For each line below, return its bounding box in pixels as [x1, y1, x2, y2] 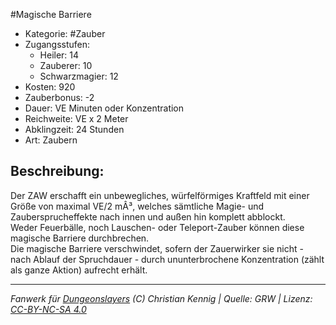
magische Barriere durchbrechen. [10, 232, 150, 244]
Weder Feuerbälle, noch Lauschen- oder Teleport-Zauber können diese [10, 221, 305, 233]
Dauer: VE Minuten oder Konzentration [24, 102, 185, 114]
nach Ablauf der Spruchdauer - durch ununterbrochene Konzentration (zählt [10, 253, 325, 265]
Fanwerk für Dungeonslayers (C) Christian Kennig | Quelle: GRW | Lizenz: [10, 292, 313, 304]
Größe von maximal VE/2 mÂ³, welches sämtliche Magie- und [10, 200, 265, 212]
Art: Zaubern [24, 134, 78, 146]
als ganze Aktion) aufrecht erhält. [10, 264, 148, 276]
